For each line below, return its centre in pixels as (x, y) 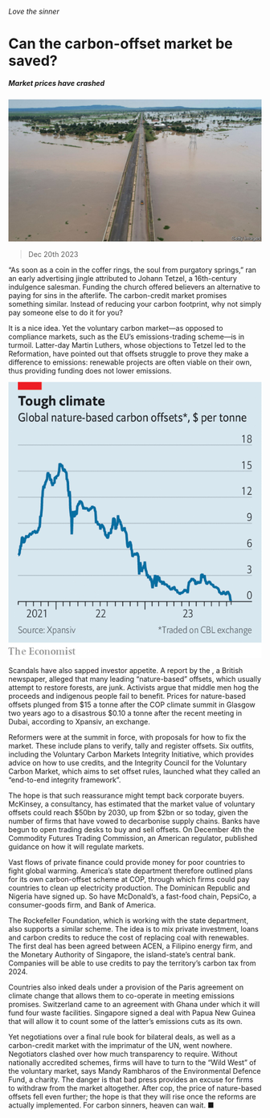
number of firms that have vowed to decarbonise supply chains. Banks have (134, 821)
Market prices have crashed (57, 84)
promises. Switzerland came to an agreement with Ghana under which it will (134, 1004)
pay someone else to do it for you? (65, 312)
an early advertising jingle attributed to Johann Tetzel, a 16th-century (123, 279)
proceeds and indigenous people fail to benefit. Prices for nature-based (127, 696)
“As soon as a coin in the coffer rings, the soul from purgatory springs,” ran (133, 270)
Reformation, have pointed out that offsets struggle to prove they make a (129, 354)
